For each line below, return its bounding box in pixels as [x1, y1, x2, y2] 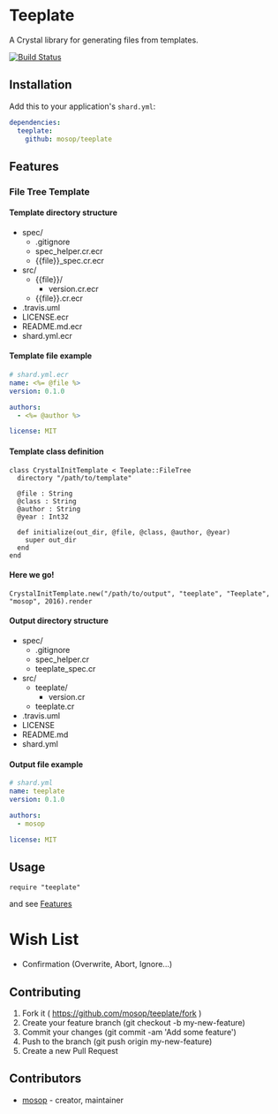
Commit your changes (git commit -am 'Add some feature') [21, 1026, 237, 1037]
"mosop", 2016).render [9, 596, 93, 606]
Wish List [9, 930, 79, 949]
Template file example [9, 350, 93, 361]
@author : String [17, 504, 81, 513]
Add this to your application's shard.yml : [9, 101, 156, 111]
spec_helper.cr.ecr [34, 245, 103, 257]
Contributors [9, 1072, 82, 1087]
